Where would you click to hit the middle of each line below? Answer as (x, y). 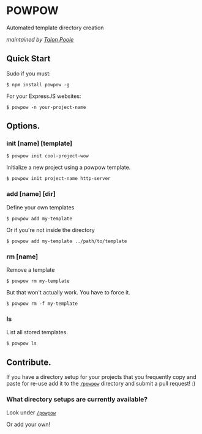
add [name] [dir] (31, 194)
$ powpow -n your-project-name (46, 107)
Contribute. (29, 362)
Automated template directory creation (55, 28)
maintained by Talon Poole (40, 39)
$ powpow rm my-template (38, 281)
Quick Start (28, 59)
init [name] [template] (39, 143)
